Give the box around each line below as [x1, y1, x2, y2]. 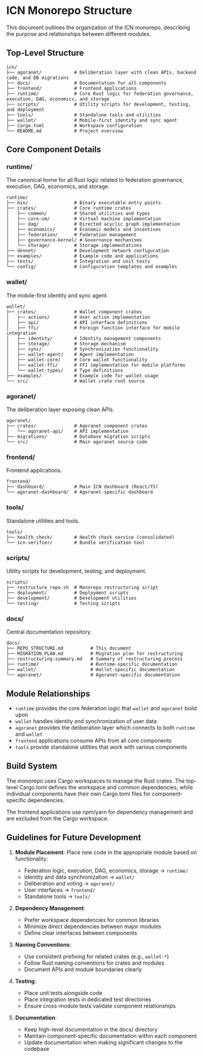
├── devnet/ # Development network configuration [6, 248, 170, 254]
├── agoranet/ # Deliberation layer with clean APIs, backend [6, 69, 197, 75]
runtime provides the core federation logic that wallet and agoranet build [15, 705, 197, 712]
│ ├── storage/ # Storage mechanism [6, 341, 126, 347]
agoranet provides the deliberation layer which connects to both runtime [15, 724, 195, 732]
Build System [6, 761, 58, 771]
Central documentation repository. [6, 628, 92, 636]
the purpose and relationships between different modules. [6, 30, 151, 37]
